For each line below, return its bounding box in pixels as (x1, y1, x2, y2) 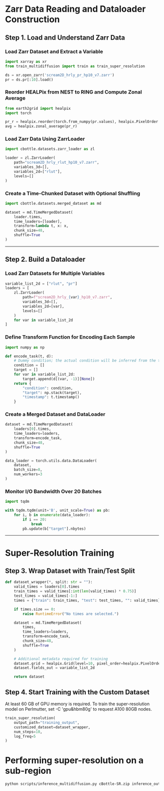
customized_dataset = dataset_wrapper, (14, 724, 91, 730)
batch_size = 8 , (14, 467, 42, 472)
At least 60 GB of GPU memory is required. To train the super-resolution (5, 701, 150, 707)
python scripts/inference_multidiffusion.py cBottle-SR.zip (5, 782, 130, 787)
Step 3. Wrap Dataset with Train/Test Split (5, 567, 135, 575)
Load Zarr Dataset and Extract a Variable (5, 48, 103, 55)
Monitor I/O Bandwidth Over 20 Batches (5, 488, 102, 494)
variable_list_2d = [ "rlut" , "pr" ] (5, 281, 78, 286)
